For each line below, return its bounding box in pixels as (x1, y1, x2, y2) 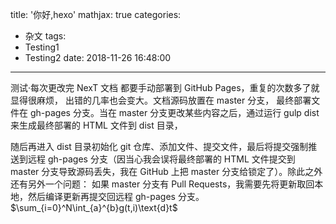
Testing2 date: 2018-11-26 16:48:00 (24, 52, 172, 63)
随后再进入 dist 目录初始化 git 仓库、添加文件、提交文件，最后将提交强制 (10, 141, 309, 152)
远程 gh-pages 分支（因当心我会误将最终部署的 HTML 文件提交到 (27, 153, 296, 165)
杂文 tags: (24, 30, 67, 42)
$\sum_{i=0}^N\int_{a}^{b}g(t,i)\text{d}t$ (10, 202, 178, 213)
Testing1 (24, 41, 60, 53)
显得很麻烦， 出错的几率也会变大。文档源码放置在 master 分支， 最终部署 (10, 94, 312, 106)
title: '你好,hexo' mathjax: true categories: (10, 9, 182, 20)
